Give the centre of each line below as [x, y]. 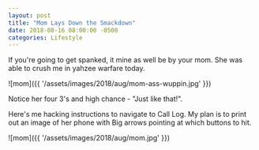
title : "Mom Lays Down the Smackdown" [72, 23]
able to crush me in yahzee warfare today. [77, 69]
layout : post [30, 15]
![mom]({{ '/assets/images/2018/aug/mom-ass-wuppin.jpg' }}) [110, 84]
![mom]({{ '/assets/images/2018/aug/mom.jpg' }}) [89, 138]
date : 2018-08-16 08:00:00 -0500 [63, 30]
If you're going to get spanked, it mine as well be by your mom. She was [126, 60]
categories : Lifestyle [45, 37]
